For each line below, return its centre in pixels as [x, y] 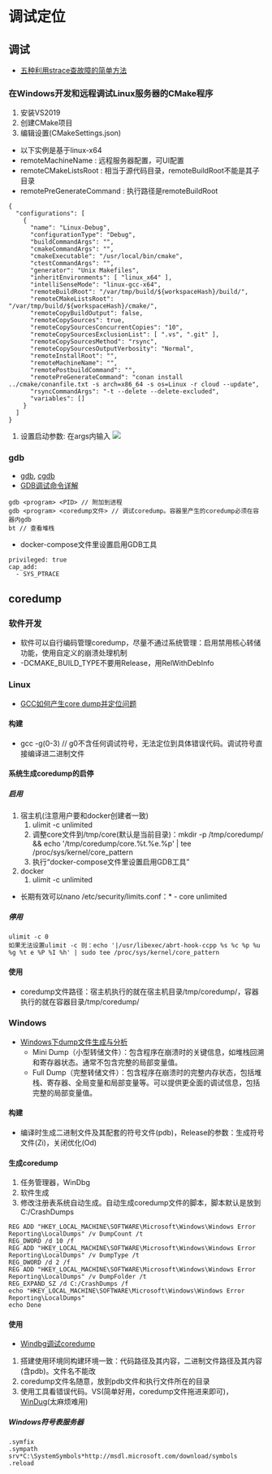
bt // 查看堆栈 [32, 528]
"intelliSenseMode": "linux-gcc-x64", [95, 285]
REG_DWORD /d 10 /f [41, 1241]
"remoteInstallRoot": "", [73, 356]
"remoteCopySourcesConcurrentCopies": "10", [106, 328]
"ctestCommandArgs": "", [72, 264]
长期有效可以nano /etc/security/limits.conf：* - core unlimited [123, 897]
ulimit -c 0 [28, 937]
